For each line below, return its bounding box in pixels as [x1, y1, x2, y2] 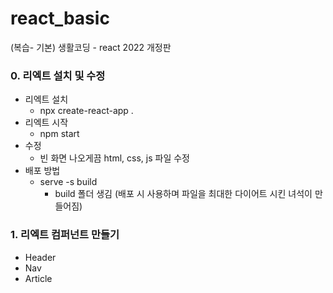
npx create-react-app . [39, 105, 134, 117]
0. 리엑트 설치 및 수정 [10, 68, 106, 82]
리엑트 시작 [24, 117, 69, 129]
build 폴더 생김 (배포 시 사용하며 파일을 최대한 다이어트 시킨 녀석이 [54, 188, 313, 200]
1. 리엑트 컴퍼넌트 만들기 [10, 228, 120, 242]
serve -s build [39, 176, 98, 188]
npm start [39, 128, 80, 140]
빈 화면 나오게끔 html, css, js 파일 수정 [39, 152, 190, 164]
